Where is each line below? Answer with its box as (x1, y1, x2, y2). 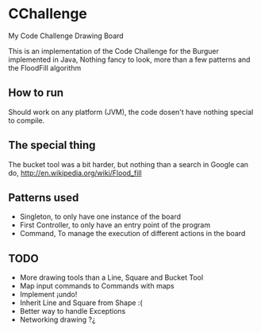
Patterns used (8, 191, 79, 204)
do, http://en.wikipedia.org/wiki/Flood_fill (8, 168, 142, 177)
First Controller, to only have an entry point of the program (19, 220, 211, 230)
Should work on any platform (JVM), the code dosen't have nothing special (8, 107, 254, 116)
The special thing (8, 139, 96, 152)
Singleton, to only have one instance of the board (19, 212, 181, 222)
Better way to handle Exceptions (19, 307, 126, 316)
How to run (8, 86, 64, 100)
